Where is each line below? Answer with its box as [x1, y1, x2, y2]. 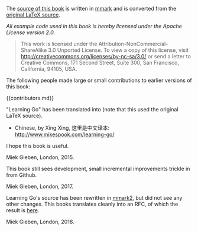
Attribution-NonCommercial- [98, 41, 168, 47]
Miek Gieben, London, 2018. [6, 218, 75, 225]
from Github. [6, 171, 37, 179]
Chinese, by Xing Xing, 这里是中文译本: [14, 124, 110, 131]
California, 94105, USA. [20, 65, 77, 72]
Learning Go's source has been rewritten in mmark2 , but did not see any [6, 194, 183, 201]
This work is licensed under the [20, 41, 98, 47]
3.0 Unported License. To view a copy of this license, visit [48, 47, 189, 54]
